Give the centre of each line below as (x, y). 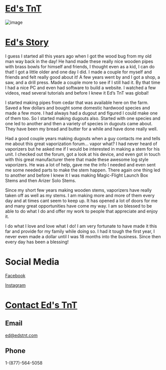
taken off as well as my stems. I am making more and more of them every (80, 195)
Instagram (15, 285)
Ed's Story (27, 42)
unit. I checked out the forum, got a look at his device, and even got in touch (83, 154)
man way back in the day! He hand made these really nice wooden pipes (79, 61)
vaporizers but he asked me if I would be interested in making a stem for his (83, 149)
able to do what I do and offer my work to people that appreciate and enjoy (82, 211)
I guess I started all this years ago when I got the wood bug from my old (79, 56)
